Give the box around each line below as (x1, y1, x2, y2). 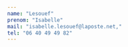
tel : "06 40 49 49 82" (7, 29, 73, 37)
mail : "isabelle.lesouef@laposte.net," (7, 23, 122, 30)
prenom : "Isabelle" (7, 17, 64, 23)
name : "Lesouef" (7, 10, 54, 17)
